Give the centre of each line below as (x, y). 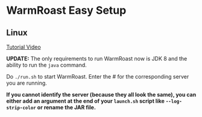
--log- (174, 101)
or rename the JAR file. (67, 107)
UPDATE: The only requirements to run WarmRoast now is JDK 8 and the (97, 58)
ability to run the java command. (47, 65)
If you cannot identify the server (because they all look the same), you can (101, 94)
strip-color (21, 108)
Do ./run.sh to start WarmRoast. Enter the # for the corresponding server (98, 76)
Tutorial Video (24, 47)
